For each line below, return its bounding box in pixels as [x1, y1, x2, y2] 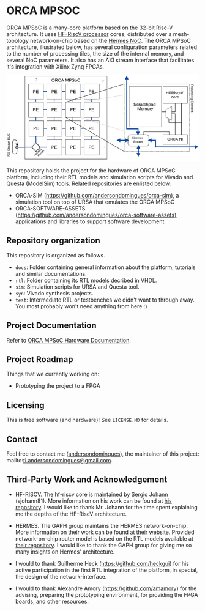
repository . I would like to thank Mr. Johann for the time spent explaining [15, 503, 198, 511]
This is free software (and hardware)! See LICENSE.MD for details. [6, 417, 168, 424]
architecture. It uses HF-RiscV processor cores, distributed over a [6, 30, 172, 37]
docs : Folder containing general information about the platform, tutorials [15, 264, 196, 271]
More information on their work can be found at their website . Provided [15, 528, 195, 536]
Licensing [6, 400, 45, 410]
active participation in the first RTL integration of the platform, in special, [15, 566, 198, 574]
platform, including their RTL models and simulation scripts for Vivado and [6, 174, 193, 180]
